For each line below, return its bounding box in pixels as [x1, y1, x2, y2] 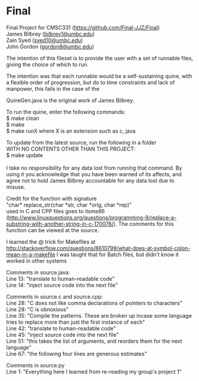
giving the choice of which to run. [6, 61, 89, 68]
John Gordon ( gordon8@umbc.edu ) [6, 43, 94, 50]
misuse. [6, 183, 26, 190]
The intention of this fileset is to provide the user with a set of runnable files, [6, 54, 194, 62]
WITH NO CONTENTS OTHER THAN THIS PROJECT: [6, 145, 136, 152]
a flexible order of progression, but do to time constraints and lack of [6, 79, 175, 86]
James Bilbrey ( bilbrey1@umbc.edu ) [6, 30, 95, 37]
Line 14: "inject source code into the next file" [6, 281, 118, 288]
